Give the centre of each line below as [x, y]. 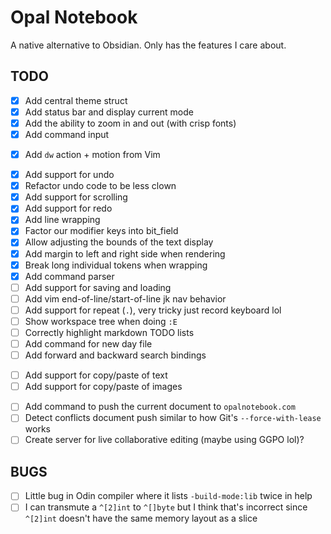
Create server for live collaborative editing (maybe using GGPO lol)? [164, 440]
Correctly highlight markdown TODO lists [109, 332]
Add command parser [69, 276]
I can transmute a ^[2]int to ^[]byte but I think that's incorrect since [166, 507]
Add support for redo [68, 208]
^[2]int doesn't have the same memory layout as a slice [141, 518]
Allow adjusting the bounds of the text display [119, 242]
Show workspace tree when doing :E [101, 321]
